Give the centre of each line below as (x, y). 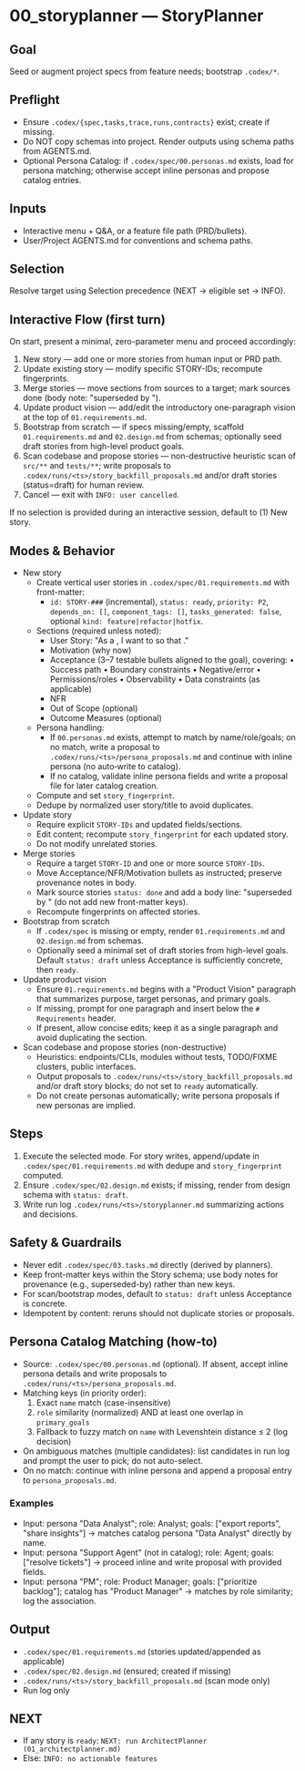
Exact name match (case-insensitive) (103, 1402)
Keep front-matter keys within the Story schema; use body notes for (150, 1274)
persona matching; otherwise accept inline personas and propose (146, 170)
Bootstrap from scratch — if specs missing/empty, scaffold (133, 427)
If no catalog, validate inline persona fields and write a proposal (169, 777)
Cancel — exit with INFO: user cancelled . (101, 495)
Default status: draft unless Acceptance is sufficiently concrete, (159, 960)
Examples (32, 1503)
